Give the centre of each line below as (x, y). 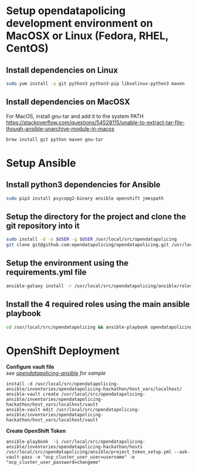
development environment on (80, 23)
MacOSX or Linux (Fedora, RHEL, (87, 36)
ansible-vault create (33, 394)
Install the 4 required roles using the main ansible (98, 304)
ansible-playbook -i (33, 442)
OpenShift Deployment (63, 351)
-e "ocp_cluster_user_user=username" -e (85, 457)
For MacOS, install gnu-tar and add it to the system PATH (75, 116)
